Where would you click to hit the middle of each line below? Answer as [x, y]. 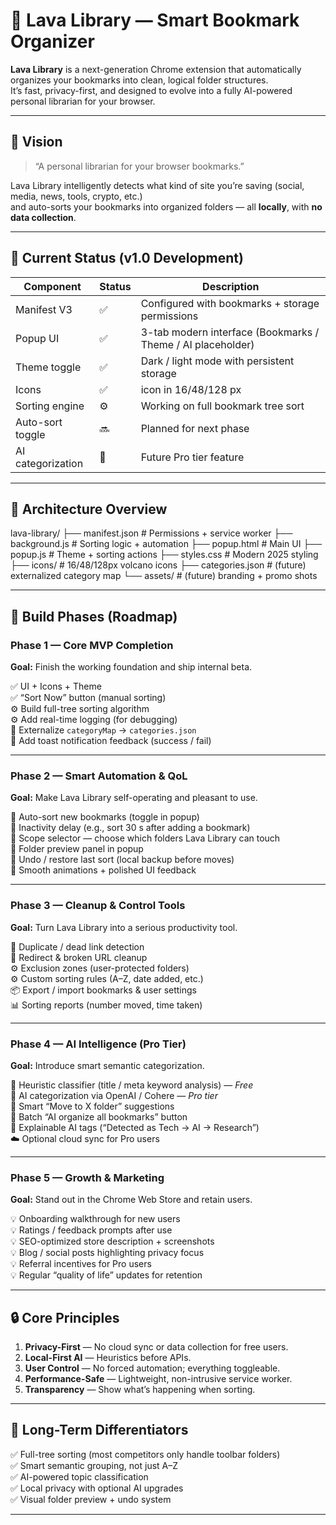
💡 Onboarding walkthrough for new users [95, 1219]
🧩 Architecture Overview [89, 509]
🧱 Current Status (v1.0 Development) [127, 258]
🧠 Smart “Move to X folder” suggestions [92, 1106]
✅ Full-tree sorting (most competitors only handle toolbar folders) [145, 1454]
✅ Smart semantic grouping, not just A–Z [94, 1465]
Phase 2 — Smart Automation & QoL [99, 776]
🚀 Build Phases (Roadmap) [94, 616]
